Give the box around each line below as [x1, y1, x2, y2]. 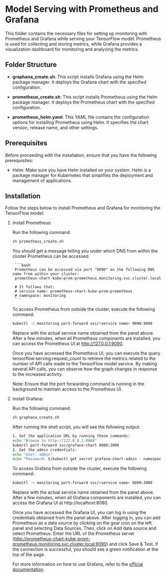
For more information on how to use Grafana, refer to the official [12, 561, 143, 567]
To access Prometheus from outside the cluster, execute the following [12, 306, 155, 312]
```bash [14, 263, 31, 268]
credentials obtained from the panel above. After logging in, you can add [12, 515, 161, 521]
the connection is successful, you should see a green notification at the [12, 546, 159, 552]
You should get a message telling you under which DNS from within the [12, 248, 158, 254]
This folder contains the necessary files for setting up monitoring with [5, 30, 148, 36]
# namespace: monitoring [14, 293, 66, 298]
